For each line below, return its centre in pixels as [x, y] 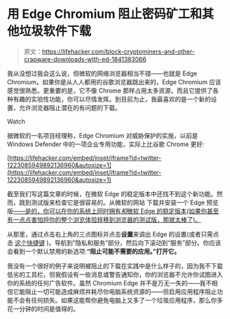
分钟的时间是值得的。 [49, 309]
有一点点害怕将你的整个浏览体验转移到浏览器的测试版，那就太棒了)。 [104, 220]
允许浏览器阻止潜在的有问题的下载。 [70, 108]
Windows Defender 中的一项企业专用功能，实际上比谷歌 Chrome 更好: [106, 144]
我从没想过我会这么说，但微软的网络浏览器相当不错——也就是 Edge [102, 73]
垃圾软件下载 [55, 31]
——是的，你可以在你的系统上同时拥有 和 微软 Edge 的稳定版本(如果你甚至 [116, 211]
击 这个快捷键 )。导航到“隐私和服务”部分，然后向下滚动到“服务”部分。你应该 [114, 243]
